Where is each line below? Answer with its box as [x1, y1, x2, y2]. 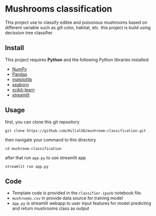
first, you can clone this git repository [5, 119, 80, 125]
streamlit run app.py [5, 164, 49, 169]
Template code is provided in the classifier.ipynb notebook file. [12, 190, 142, 196]
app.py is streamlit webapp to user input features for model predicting [12, 200, 151, 206]
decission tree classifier [5, 30, 53, 35]
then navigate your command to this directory [5, 137, 96, 143]
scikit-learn [12, 86, 35, 93]
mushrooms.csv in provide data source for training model [12, 195, 123, 201]
